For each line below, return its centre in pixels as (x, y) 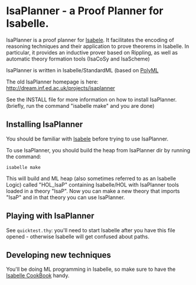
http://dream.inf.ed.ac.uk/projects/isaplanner (61, 88)
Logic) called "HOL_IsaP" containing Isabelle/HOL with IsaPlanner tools (92, 184)
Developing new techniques (58, 255)
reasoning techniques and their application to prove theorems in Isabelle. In (98, 46)
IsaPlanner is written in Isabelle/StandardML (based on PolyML (82, 70)
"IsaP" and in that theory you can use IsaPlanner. (66, 197)
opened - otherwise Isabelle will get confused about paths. (78, 236)
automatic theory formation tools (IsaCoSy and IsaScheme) (78, 59)
